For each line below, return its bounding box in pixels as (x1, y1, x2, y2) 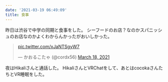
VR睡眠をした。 (14, 71, 47, 77)
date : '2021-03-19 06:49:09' (5, 7, 67, 13)
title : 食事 (5, 12, 29, 17)
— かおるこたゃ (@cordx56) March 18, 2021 (17, 54, 110, 60)
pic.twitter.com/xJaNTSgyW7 (17, 43, 80, 49)
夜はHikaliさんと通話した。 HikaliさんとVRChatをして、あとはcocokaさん (5, 65, 159, 71)
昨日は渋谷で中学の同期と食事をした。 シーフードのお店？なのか (5, 26, 141, 33)
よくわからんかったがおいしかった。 (36, 33, 113, 39)
